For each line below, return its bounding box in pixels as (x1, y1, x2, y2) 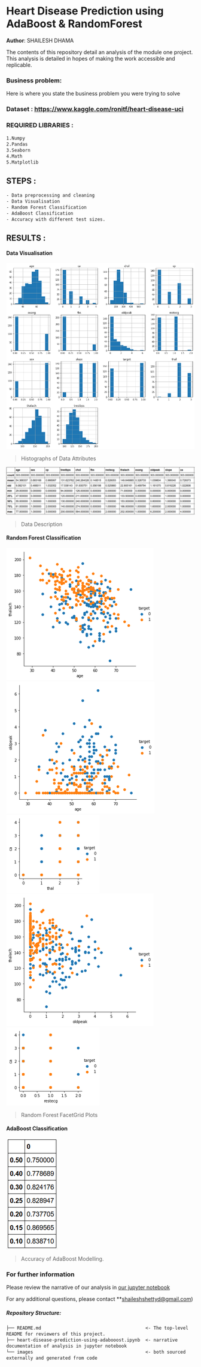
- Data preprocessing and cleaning (6, 192, 95, 199)
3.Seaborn (6, 147, 31, 154)
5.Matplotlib (6, 159, 39, 166)
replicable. (6, 61, 32, 69)
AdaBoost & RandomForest (6, 17, 142, 31)
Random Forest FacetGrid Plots (20, 1111, 98, 1118)
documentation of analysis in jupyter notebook (6, 1343, 127, 1350)
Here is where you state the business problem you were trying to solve (6, 90, 181, 97)
